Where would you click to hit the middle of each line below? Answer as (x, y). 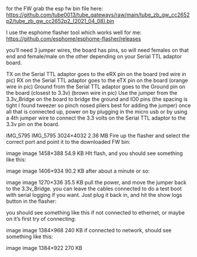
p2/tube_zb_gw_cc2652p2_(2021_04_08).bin (60, 21)
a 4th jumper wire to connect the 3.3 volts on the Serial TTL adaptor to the (96, 118)
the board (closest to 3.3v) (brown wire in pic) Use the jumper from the (92, 93)
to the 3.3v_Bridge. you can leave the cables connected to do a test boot (94, 189)
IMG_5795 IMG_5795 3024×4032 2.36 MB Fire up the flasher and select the (98, 136)
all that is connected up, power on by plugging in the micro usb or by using (97, 112)
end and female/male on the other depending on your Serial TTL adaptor (94, 56)
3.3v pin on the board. (33, 124)
